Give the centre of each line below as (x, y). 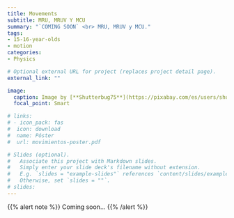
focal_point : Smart (42, 104)
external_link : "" (34, 78)
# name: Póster (31, 135)
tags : (15, 33)
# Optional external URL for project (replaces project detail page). (112, 71)
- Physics (22, 59)
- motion (20, 46)
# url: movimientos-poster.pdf (54, 142)
